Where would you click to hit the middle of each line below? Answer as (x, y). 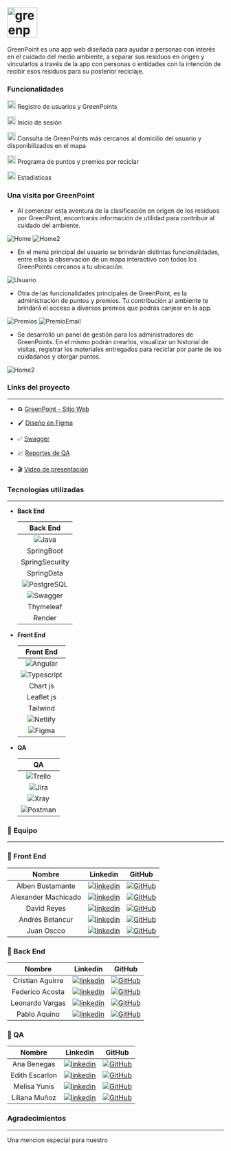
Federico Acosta (38, 992)
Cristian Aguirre (38, 981)
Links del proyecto (38, 388)
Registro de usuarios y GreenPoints (67, 107)
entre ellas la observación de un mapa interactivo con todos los (107, 259)
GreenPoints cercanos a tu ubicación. (70, 266)
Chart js (41, 686)
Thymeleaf (45, 607)
